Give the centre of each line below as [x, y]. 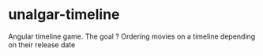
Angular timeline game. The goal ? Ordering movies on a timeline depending [132, 36]
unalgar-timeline [64, 15]
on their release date [42, 44]
